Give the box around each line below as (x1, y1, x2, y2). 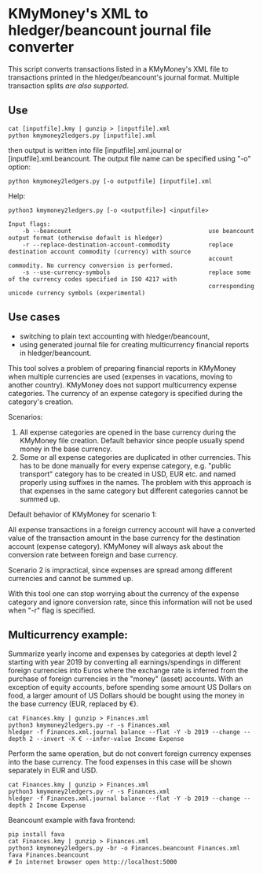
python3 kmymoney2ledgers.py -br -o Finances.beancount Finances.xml (8, 844, 241, 853)
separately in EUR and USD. (8, 765, 98, 776)
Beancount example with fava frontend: (8, 816, 136, 825)
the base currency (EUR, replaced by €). (8, 699, 139, 709)
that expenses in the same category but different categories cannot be (19, 486, 249, 495)
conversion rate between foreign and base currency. (8, 550, 178, 559)
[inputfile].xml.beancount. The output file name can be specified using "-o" (8, 154, 251, 163)
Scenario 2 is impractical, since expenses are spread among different (8, 565, 233, 575)
